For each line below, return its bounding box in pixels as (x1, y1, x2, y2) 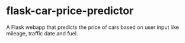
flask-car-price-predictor (6, 4, 134, 18)
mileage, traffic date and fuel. (6, 29, 78, 37)
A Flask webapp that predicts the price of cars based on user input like (6, 24, 180, 31)
